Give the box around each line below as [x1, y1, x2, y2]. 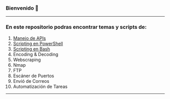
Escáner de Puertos [13, 73, 54, 79]
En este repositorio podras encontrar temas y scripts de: [6, 24, 147, 31]
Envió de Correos [13, 78, 49, 84]
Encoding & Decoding [13, 51, 59, 57]
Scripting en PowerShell [13, 40, 64, 46]
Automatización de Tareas [13, 83, 68, 89]
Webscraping [13, 57, 41, 63]
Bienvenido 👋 [6, 5, 39, 12]
